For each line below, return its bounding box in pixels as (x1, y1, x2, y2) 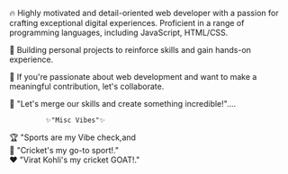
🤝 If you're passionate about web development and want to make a (9, 72, 257, 82)
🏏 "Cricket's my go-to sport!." (9, 145, 120, 155)
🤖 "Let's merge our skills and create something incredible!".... (9, 99, 237, 109)
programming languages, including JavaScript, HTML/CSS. (9, 27, 229, 38)
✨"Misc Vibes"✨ (45, 116, 105, 125)
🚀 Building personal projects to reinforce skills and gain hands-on (9, 45, 252, 55)
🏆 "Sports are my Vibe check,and (9, 132, 137, 143)
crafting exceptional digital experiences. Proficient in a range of (9, 18, 245, 28)
